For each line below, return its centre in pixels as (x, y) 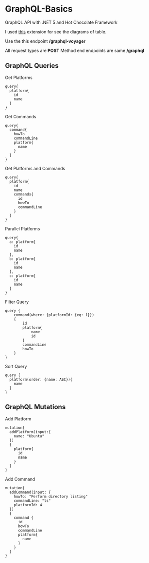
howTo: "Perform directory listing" (51, 496)
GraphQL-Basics (39, 9)
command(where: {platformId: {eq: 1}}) (54, 315)
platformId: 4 (28, 505)
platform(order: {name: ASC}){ (41, 379)
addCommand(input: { (30, 492)
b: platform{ (23, 259)
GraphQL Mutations (35, 407)
